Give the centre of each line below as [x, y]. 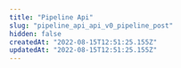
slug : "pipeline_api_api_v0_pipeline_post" [91, 26]
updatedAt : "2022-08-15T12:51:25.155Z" [83, 50]
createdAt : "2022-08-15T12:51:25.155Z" [83, 42]
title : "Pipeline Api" [51, 17]
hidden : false [36, 34]
